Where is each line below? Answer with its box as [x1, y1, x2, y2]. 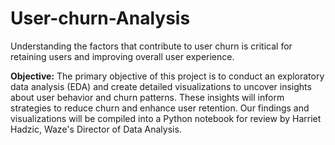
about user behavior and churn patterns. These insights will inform [10, 91, 285, 103]
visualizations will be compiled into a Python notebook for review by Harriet [10, 112, 322, 124]
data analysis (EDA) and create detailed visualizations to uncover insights [10, 80, 312, 92]
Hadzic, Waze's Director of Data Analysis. [10, 123, 182, 135]
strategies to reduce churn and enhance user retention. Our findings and [10, 102, 310, 114]
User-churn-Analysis [10, 7, 191, 30]
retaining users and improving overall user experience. [10, 50, 235, 62]
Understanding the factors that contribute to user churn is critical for [10, 40, 293, 52]
